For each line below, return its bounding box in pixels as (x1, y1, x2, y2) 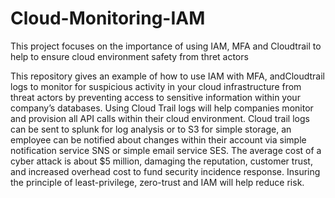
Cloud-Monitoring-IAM (10, 7, 206, 30)
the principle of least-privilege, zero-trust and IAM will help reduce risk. (10, 176, 305, 188)
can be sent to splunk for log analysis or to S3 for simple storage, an (10, 123, 292, 135)
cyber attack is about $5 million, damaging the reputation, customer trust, (10, 155, 313, 167)
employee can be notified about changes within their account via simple (10, 133, 307, 146)
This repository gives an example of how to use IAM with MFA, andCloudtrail (10, 70, 325, 82)
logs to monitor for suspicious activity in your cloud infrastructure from (10, 80, 302, 92)
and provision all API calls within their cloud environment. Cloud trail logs (10, 112, 310, 124)
